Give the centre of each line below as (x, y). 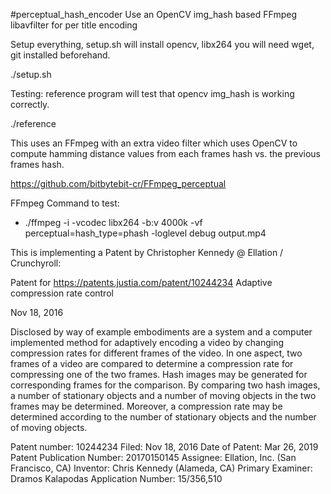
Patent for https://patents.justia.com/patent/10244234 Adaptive (141, 282)
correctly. (30, 104)
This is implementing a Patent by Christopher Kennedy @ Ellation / (147, 252)
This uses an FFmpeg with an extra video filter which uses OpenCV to (154, 143)
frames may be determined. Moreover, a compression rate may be (146, 406)
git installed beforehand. (60, 55)
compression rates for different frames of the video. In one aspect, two (156, 353)
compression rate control (62, 293)
